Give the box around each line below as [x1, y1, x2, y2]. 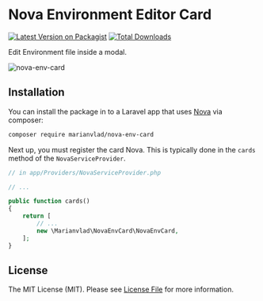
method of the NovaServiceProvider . [8, 153, 126, 163]
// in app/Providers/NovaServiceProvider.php [8, 168, 161, 176]
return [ [22, 212, 51, 220]
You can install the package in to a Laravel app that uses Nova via [8, 106, 223, 116]
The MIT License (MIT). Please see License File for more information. [8, 284, 234, 295]
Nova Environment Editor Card [8, 6, 212, 24]
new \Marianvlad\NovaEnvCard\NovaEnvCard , [36, 226, 179, 235]
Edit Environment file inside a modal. [8, 47, 128, 56]
